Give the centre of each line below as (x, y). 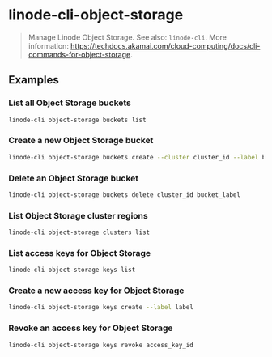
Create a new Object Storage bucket (81, 141)
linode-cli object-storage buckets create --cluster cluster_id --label (134, 157)
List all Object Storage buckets (70, 103)
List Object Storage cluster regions (78, 215)
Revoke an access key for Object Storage (91, 328)
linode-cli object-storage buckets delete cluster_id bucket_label (125, 195)
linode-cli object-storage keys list (72, 270)
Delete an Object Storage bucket (74, 178)
